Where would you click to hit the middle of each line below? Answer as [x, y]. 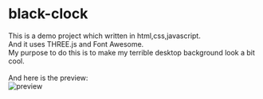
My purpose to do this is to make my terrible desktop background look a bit [131, 52]
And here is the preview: [48, 78]
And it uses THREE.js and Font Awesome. [76, 44]
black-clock [48, 14]
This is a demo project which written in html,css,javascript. [104, 36]
